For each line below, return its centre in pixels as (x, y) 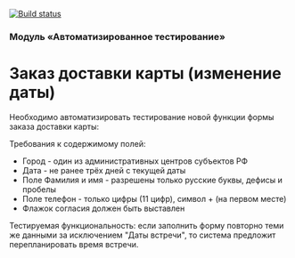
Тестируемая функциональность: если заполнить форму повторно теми (147, 225)
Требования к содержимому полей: (78, 143)
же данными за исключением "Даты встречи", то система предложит (143, 235)
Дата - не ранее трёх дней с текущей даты (104, 170)
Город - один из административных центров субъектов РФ (135, 161)
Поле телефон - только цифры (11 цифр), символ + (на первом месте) (154, 198)
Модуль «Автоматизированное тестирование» (117, 36)
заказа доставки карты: (54, 126)
